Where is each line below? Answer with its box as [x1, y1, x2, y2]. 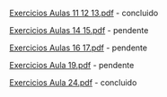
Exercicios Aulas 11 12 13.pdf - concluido [9, 8, 159, 18]
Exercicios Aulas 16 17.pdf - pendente [9, 42, 148, 53]
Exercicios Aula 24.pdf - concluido [9, 77, 137, 88]
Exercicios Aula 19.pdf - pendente [9, 60, 135, 70]
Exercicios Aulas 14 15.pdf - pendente [9, 25, 149, 35]
